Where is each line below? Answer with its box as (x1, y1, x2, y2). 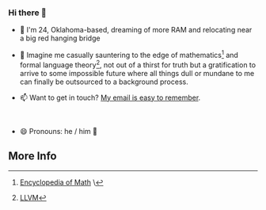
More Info (8, 150, 57, 162)
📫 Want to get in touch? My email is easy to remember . (19, 93, 201, 102)
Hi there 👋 (8, 7, 47, 18)
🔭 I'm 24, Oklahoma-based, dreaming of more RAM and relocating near (19, 25, 253, 35)
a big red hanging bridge (19, 33, 101, 43)
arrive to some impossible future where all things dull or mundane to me (19, 68, 255, 78)
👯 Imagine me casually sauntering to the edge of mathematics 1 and (19, 49, 239, 59)
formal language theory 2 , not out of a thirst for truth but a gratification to (19, 59, 256, 70)
